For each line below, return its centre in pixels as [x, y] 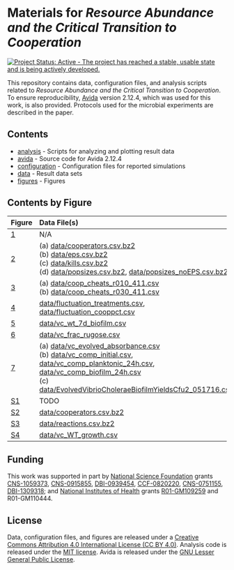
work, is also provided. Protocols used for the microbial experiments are [110, 105]
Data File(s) [59, 223]
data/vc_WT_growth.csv [79, 435]
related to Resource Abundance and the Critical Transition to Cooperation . [114, 90]
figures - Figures [41, 181]
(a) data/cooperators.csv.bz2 [87, 246]
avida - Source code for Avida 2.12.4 [69, 158]
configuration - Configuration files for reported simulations [101, 166]
